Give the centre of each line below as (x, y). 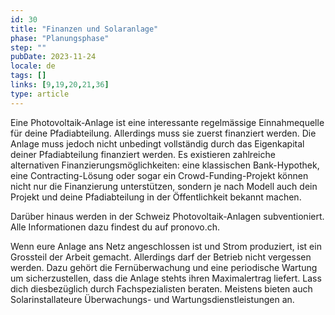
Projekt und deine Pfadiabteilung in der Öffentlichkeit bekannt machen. (156, 197)
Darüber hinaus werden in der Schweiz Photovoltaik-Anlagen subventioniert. (167, 216)
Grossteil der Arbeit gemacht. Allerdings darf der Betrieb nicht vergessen (161, 257)
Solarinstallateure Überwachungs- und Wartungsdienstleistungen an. (152, 299)
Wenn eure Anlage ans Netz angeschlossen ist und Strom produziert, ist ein (166, 246)
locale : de (33, 66)
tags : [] (28, 76)
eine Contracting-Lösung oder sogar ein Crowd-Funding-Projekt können (159, 175)
